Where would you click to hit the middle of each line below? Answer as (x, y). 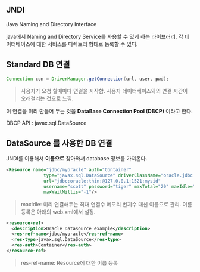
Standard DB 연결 (38, 65)
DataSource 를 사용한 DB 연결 (59, 143)
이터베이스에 (21, 44)
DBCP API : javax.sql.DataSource (46, 123)
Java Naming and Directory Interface (51, 24)
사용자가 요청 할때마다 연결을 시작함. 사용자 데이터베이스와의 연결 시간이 (104, 91)
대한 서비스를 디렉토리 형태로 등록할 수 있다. (87, 44)
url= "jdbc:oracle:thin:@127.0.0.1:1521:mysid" (102, 181)
